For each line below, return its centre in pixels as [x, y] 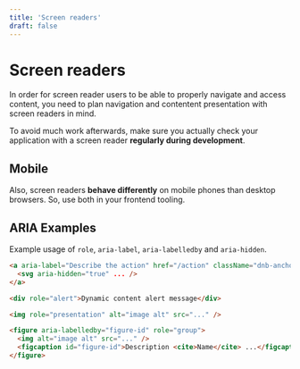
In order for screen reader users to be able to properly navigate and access [148, 95]
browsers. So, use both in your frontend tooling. [97, 200]
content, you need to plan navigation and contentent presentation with [138, 105]
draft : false [33, 26]
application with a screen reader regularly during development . [127, 140]
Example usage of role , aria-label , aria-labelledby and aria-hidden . [138, 249]
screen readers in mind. [53, 113]
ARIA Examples [53, 227]
